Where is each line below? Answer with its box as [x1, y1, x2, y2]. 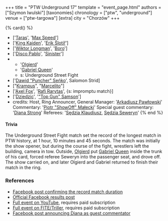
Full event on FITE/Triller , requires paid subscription [12, 204, 120, 211]
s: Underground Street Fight [20, 72, 79, 78]
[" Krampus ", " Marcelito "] [12, 83, 65, 89]
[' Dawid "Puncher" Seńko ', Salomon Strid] [12, 78, 100, 83]
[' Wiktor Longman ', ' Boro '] [12, 45, 68, 51]
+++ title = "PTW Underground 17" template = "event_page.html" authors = [5, 5, 161, 10]
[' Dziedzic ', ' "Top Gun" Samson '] [12, 93, 82, 99]
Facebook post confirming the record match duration [12, 189, 123, 195]
